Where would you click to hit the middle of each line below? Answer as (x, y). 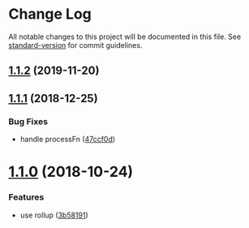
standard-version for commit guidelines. (75, 45)
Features (26, 197)
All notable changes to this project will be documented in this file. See (125, 37)
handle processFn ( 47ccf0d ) (68, 140)
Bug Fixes (28, 121)
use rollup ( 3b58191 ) (54, 215)
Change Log (50, 14)
